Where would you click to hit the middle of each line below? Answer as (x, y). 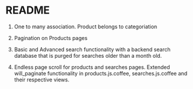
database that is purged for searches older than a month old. (88, 55)
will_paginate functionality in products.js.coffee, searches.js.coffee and (101, 73)
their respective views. (42, 80)
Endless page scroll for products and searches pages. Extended (92, 67)
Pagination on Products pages (51, 38)
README (28, 10)
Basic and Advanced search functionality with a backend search (92, 49)
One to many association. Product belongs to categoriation (86, 27)
